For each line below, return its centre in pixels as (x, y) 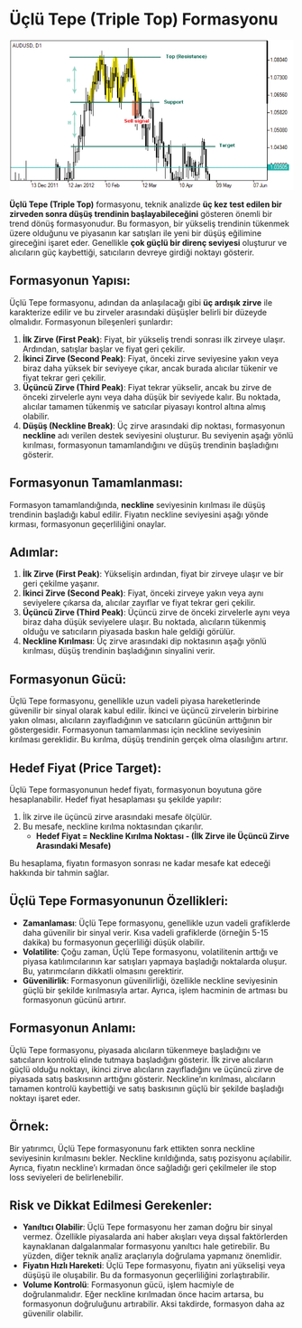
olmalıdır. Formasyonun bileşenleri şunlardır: (92, 322)
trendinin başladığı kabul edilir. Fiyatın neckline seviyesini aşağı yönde (139, 514)
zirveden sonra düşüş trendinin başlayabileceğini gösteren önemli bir (141, 214)
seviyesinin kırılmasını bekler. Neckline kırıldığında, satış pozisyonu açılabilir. (151, 1158)
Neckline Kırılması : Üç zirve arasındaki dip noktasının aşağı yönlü (145, 641)
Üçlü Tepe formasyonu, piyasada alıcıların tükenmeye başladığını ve (135, 1050)
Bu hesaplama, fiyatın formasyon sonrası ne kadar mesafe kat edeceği (140, 863)
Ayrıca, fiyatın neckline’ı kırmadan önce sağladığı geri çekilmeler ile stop (143, 1167)
